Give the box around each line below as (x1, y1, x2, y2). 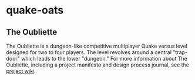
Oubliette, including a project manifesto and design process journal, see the (6, 61, 190, 68)
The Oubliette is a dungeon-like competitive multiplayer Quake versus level (6, 42, 188, 49)
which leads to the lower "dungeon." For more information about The (21, 55, 188, 62)
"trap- (173, 49, 188, 56)
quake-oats (6, 4, 64, 17)
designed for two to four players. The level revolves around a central (6, 49, 172, 56)
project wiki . (6, 68, 36, 74)
